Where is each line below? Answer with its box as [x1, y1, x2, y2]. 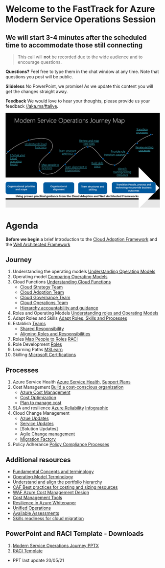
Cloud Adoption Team [20, 289, 64, 295]
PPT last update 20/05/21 [12, 557, 64, 563]
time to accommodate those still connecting [5, 41, 143, 49]
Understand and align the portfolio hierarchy [12, 479, 102, 485]
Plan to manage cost [20, 400, 62, 406]
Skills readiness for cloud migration [12, 515, 84, 521]
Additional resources [5, 455, 71, 464]
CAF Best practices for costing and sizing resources [12, 484, 118, 490]
